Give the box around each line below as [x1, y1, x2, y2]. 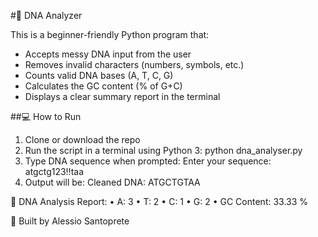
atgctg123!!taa [24, 166, 85, 177]
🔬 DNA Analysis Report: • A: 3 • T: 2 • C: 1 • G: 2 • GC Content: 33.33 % [10, 196, 309, 207]
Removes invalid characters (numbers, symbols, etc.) [24, 59, 245, 70]
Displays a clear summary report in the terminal [24, 91, 221, 102]
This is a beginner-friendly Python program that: [10, 29, 210, 40]
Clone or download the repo [24, 134, 141, 145]
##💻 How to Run [10, 111, 82, 122]
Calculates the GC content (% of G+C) [24, 80, 183, 92]
